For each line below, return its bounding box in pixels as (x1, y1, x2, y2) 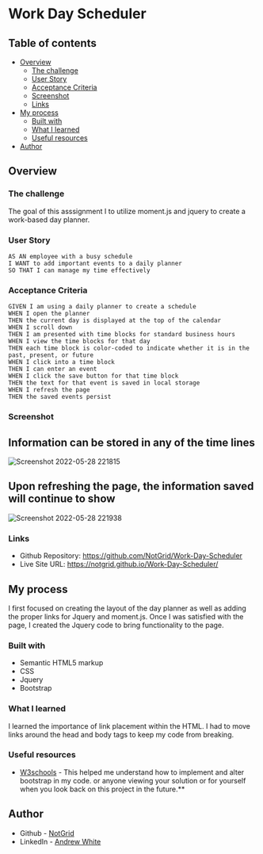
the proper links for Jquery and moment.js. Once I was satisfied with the (8, 611, 244, 621)
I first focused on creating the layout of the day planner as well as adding (8, 603, 247, 613)
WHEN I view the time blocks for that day (8, 338, 151, 346)
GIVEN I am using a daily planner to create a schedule (8, 303, 196, 311)
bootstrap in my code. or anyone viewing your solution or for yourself (19, 775, 246, 785)
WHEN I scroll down (8, 324, 73, 331)
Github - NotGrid (19, 828, 74, 837)
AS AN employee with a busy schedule (8, 252, 133, 260)
